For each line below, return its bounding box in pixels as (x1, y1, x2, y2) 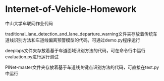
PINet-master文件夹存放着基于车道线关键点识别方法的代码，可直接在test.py (5, 64, 160, 70)
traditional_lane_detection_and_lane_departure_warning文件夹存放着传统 (5, 31, 154, 37)
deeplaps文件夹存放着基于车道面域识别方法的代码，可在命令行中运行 (5, 47, 146, 53)
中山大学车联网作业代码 (5, 20, 53, 26)
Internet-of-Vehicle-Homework (5, 3, 137, 15)
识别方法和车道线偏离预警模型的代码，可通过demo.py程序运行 (13, 37, 140, 43)
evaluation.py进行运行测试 (5, 53, 58, 60)
